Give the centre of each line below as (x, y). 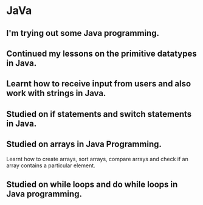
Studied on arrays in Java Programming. (84, 144)
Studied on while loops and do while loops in (92, 184)
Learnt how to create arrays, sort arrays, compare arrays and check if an (97, 159)
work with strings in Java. (56, 93)
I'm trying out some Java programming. (83, 33)
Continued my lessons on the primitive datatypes (102, 53)
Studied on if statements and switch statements (99, 114)
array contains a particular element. (51, 165)
